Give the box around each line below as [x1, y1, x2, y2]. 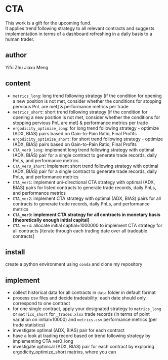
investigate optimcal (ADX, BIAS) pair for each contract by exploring [12, 344, 154, 350]
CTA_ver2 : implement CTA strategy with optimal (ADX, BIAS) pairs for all [12, 195, 161, 201]
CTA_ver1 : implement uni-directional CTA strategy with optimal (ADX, [12, 179, 155, 185]
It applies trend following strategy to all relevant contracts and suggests [5, 25, 155, 31]
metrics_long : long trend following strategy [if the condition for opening [12, 93, 162, 99]
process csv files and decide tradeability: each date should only [12, 295, 146, 301]
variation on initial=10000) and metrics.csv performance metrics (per [12, 316, 157, 323]
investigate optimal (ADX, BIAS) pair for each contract [12, 327, 125, 334]
